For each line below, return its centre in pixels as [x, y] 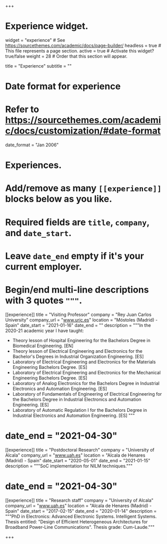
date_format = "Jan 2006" [32, 145]
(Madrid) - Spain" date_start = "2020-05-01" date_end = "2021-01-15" [78, 460]
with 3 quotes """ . [44, 300]
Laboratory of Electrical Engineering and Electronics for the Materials [84, 362]
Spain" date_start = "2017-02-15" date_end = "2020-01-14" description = [81, 511]
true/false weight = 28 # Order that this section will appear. [66, 56]
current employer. [44, 267]
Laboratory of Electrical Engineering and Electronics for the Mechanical [87, 372]
